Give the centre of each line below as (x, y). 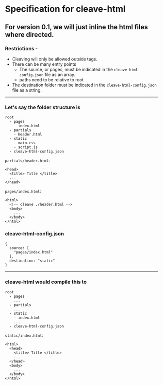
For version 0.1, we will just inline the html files (76, 27)
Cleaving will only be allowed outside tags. (55, 59)
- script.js (26, 147)
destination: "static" (32, 261)
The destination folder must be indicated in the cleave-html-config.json (84, 85)
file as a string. (27, 90)
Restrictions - (21, 48)
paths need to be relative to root (51, 79)
